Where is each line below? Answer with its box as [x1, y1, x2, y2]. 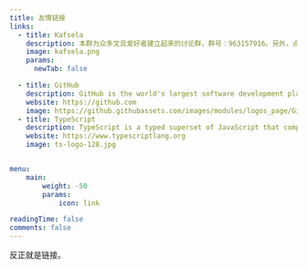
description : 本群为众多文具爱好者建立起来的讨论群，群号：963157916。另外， [26, 38, 293, 48]
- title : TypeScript [17, 115, 96, 124]
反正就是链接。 [9, 250, 66, 260]
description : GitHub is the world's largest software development [26, 88, 284, 98]
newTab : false [33, 65, 89, 74]
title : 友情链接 [9, 13, 66, 23]
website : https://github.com [26, 98, 137, 107]
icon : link [58, 198, 101, 208]
